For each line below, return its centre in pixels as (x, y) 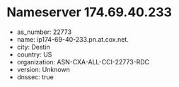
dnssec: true (35, 77)
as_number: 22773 (44, 32)
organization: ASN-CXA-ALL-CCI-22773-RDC (83, 62)
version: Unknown (43, 69)
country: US (34, 54)
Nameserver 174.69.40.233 (89, 12)
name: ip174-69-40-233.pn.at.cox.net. (73, 39)
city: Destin (33, 47)
